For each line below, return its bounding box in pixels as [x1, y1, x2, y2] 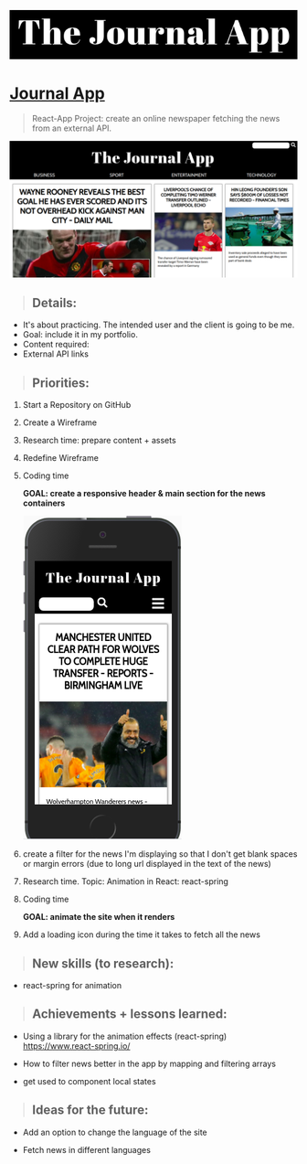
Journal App [9, 83, 105, 103]
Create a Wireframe [22, 417, 98, 428]
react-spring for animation [22, 979, 122, 990]
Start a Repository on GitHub [22, 400, 132, 411]
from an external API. [31, 123, 112, 133]
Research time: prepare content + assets [22, 435, 176, 446]
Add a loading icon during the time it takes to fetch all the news [22, 929, 260, 940]
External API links [22, 348, 90, 359]
